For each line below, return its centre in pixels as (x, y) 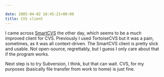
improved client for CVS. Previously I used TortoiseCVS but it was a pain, (80, 38)
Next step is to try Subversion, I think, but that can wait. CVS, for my (75, 64)
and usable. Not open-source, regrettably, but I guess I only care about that (82, 49)
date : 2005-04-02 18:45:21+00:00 (40, 14)
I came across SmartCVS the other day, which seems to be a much (73, 33)
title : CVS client (24, 19)
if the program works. (27, 54)
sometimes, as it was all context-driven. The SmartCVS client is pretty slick (82, 43)
